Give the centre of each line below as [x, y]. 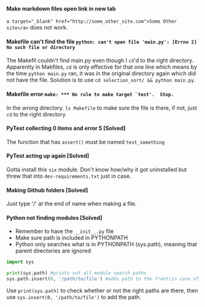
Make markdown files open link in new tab [61, 9]
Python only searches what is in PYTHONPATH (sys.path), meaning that [106, 244]
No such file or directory [41, 47]
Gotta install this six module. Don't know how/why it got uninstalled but [97, 170]
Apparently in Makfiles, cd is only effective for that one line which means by [102, 67]
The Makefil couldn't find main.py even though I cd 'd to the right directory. [100, 61]
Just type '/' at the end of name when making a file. [72, 204]
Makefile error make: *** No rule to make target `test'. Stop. [90, 94]
